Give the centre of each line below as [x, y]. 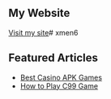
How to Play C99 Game [59, 86]
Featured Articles [53, 58]
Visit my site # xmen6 [43, 32]
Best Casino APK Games [61, 77]
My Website [39, 13]
